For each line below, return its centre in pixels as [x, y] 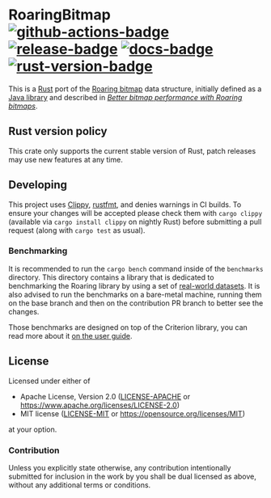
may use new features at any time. [66, 159]
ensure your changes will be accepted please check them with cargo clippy [135, 213]
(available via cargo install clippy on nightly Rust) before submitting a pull [135, 222]
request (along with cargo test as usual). [77, 230]
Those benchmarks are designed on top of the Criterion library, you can [128, 327]
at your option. [33, 429]
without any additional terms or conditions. [80, 485]
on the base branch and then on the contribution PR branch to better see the [136, 303]
